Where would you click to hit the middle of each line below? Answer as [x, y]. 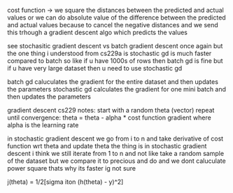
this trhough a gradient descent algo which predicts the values [97, 32]
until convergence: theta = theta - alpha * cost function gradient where [109, 117]
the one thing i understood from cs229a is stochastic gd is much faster [110, 53]
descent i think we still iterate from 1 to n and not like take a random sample [116, 153]
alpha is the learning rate [43, 125]
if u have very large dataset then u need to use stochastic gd [95, 68]
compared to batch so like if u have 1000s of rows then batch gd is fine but [115, 61]
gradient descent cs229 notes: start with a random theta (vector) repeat [111, 110]
